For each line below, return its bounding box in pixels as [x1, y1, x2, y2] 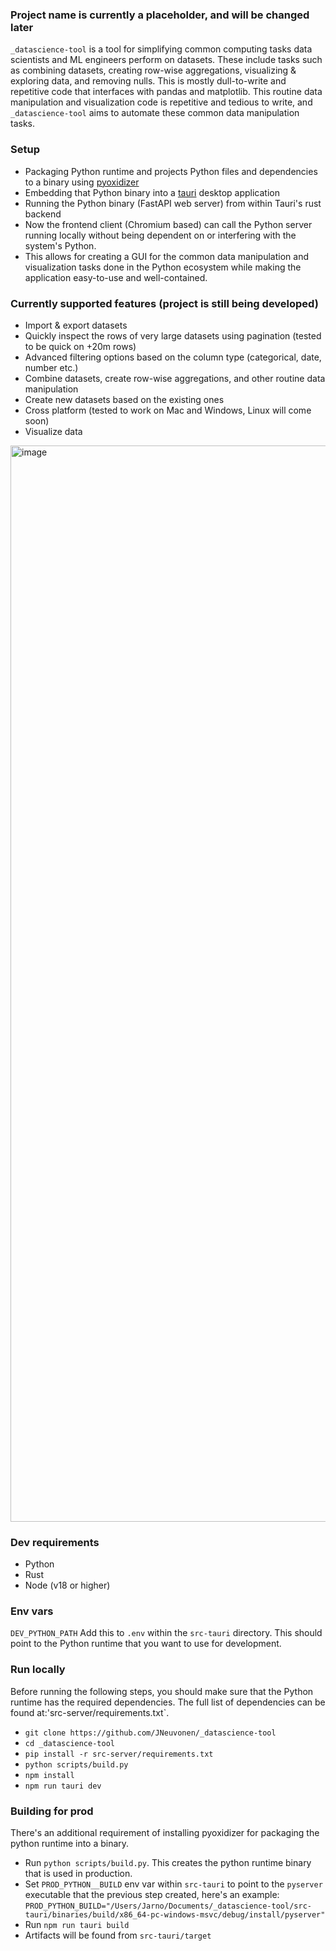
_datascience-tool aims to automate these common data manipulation [10, 107, 300, 119]
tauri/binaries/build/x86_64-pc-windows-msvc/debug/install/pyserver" [24, 1910, 326, 1920]
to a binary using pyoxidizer [24, 176, 140, 188]
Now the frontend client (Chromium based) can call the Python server [24, 218, 313, 230]
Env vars [10, 1604, 54, 1618]
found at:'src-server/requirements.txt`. [10, 1706, 170, 1718]
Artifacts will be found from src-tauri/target [24, 1929, 212, 1942]
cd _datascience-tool [24, 1738, 115, 1748]
